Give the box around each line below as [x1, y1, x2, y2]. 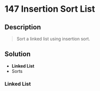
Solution [4, 50, 31, 58]
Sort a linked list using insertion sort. [16, 36, 90, 42]
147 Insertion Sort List [4, 3, 96, 15]
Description [4, 23, 41, 31]
